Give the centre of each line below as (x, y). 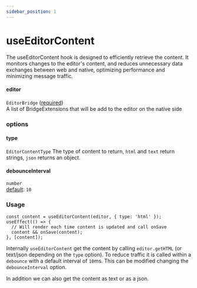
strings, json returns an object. (43, 158)
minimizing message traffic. (40, 76)
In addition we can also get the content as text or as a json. (77, 279)
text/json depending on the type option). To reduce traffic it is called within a (99, 255)
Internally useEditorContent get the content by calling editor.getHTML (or (94, 248)
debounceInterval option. (36, 267)
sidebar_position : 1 (31, 12)
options (17, 124)
